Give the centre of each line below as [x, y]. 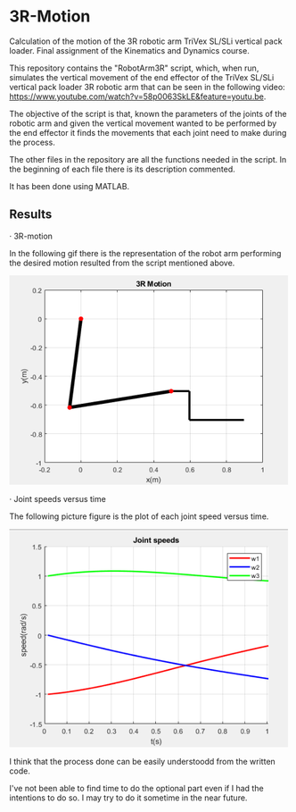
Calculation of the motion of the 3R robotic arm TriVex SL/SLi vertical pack [146, 41]
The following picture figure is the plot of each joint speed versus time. [139, 516]
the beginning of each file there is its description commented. [123, 169]
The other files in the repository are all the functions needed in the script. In [148, 159]
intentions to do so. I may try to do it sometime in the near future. [128, 798]
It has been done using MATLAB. [70, 186]
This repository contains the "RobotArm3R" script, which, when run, [134, 68]
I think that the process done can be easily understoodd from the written [143, 761]
